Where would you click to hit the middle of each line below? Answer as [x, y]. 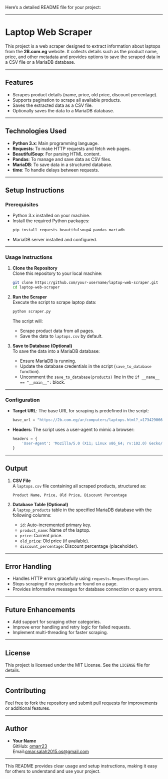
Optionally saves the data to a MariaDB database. [63, 110]
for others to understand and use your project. [53, 771]
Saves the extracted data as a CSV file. [52, 105]
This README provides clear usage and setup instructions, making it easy [81, 766]
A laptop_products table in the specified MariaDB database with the [82, 510]
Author [16, 729]
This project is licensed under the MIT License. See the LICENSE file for [77, 665]
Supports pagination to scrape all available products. [67, 100]
